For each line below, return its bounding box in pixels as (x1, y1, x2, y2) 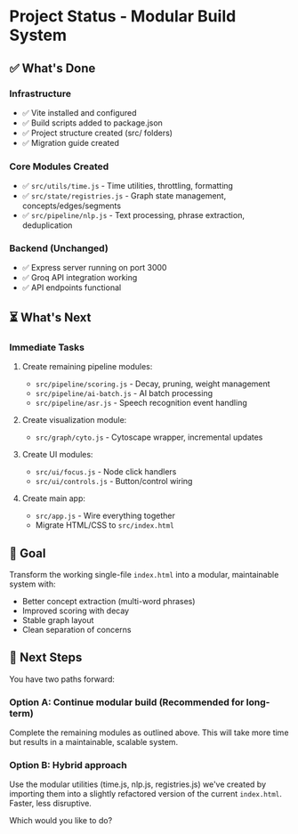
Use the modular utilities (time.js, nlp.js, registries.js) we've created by (9, 779, 267, 789)
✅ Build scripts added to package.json (21, 117, 163, 128)
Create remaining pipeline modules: (21, 361, 153, 372)
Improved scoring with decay (21, 605, 130, 616)
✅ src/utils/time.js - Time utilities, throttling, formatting (21, 181, 234, 191)
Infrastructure (9, 87, 72, 100)
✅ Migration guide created (21, 137, 120, 148)
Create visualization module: (21, 415, 127, 425)
